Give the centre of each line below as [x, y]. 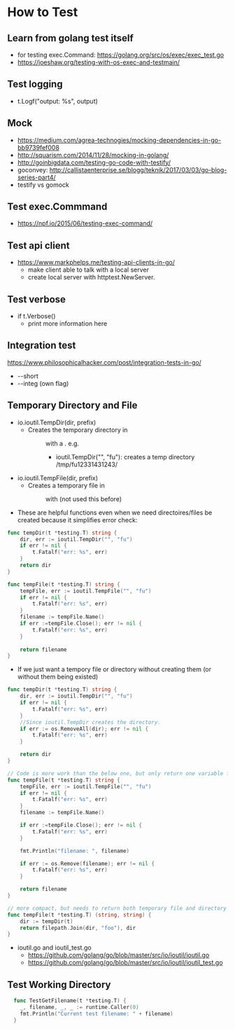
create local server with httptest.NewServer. [91, 277]
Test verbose [37, 299]
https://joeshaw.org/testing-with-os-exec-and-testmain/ [99, 62]
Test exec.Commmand [57, 207]
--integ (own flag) [43, 383]
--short [28, 376]
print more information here [67, 323]
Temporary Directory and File [72, 406]
